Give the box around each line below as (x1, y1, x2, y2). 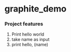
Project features (4, 21, 43, 27)
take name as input (11, 37, 50, 42)
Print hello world (11, 31, 44, 37)
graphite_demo (4, 3, 67, 14)
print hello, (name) (11, 42, 49, 48)
